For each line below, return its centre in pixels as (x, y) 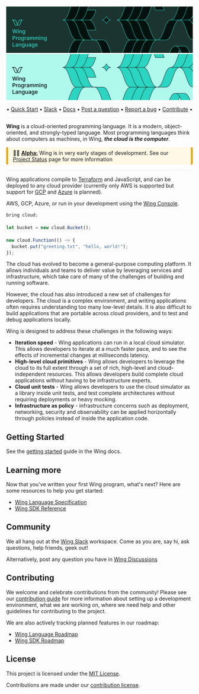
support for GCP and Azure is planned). (54, 192)
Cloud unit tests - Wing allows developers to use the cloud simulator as (102, 387)
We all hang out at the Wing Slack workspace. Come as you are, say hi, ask (98, 541)
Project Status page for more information (62, 159)
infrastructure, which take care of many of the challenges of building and (95, 277)
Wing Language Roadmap (46, 634)
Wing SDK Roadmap (39, 640)
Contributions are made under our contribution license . (73, 685)
